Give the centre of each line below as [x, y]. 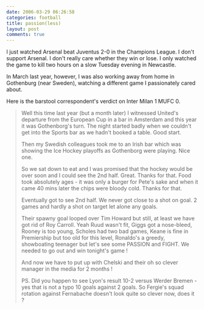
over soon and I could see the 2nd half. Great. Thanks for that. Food [106, 175]
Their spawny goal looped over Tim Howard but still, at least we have [108, 218]
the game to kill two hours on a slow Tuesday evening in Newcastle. [91, 65]
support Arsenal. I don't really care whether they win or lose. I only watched [101, 58]
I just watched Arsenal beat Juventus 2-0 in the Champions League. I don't [100, 52]
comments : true [26, 35]
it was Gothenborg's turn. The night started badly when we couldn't [106, 126]
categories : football [34, 18]
